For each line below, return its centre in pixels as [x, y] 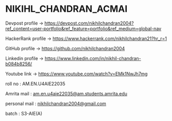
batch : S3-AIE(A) [24, 113]
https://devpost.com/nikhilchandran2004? [89, 23]
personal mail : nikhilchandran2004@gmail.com [56, 104]
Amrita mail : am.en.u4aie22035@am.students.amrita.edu [66, 93]
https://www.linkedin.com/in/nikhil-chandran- [93, 58]
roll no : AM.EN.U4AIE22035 [35, 84]
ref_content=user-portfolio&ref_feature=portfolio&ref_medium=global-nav [83, 28]
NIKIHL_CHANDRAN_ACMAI [66, 9]
